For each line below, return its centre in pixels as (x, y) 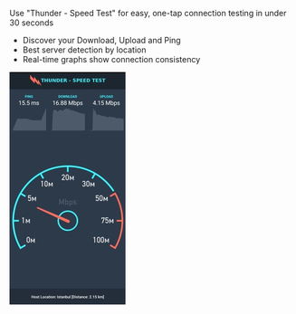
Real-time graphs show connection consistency (111, 59)
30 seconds (32, 23)
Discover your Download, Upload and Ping (101, 40)
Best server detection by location (84, 50)
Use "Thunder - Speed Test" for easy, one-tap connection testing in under (148, 13)
